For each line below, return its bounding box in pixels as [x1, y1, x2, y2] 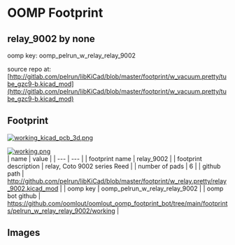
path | [7, 169, 24, 178]
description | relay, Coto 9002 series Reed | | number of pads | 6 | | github [7, 162, 221, 170]
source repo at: [7, 65, 51, 73]
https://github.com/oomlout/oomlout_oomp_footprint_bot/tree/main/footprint [7, 199, 228, 207]
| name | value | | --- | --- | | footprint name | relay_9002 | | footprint [7, 154, 203, 162]
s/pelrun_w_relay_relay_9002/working [7, 206, 115, 215]
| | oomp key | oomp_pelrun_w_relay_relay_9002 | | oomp [59, 184, 224, 192]
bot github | [7, 191, 41, 200]
